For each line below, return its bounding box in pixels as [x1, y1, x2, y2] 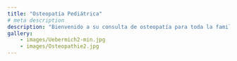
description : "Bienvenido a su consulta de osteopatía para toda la [7, 23, 213, 30]
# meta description [7, 17, 65, 24]
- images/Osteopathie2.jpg [20, 43, 99, 50]
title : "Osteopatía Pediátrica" [7, 10, 102, 18]
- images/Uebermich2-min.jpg [20, 36, 106, 43]
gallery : [7, 29, 33, 37]
